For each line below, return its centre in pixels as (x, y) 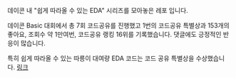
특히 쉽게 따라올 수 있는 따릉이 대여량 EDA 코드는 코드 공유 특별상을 (101, 58)
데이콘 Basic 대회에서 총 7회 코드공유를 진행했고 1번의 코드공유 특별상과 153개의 (118, 26)
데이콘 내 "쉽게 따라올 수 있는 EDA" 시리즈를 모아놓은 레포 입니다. (98, 10)
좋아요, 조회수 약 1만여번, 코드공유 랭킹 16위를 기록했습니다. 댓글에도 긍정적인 (114, 34)
